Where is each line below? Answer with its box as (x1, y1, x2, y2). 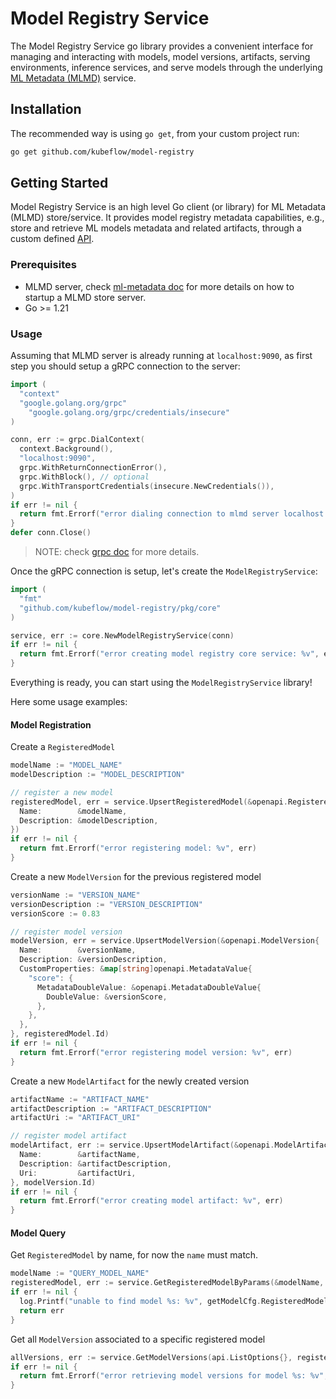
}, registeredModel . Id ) (10, 1029, 110, 1039)
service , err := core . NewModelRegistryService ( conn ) (10, 630, 235, 641)
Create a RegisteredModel (10, 741, 116, 753)
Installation (10, 101, 82, 118)
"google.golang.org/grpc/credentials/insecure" (28, 407, 230, 417)
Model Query (10, 1227, 67, 1239)
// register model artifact (10, 1131, 128, 1141)
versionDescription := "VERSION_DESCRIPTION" (10, 899, 203, 909)
